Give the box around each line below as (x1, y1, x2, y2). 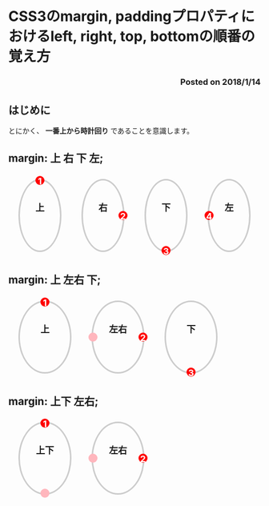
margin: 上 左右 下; (8, 273, 102, 287)
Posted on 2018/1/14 (179, 77, 261, 88)
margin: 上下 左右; (8, 394, 98, 408)
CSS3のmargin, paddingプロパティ (8, 7, 242, 26)
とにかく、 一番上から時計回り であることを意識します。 (8, 126, 195, 135)
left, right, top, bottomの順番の (50, 27, 255, 46)
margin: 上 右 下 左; (8, 151, 104, 165)
